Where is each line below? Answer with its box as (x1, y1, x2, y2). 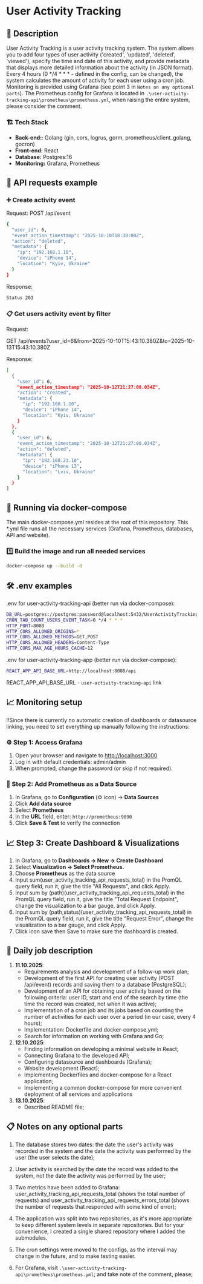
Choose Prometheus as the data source (14, 870, 115, 877)
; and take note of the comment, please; (93, 1270, 193, 1278)
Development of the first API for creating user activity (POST (24, 974, 175, 981)
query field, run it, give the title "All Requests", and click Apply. (14, 883, 171, 890)
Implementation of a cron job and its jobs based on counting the (24, 1006, 184, 1014)
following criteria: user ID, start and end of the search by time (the (24, 993, 188, 1001)
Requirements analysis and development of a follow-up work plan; (24, 968, 189, 975)
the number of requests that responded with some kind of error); (14, 1203, 176, 1210)
